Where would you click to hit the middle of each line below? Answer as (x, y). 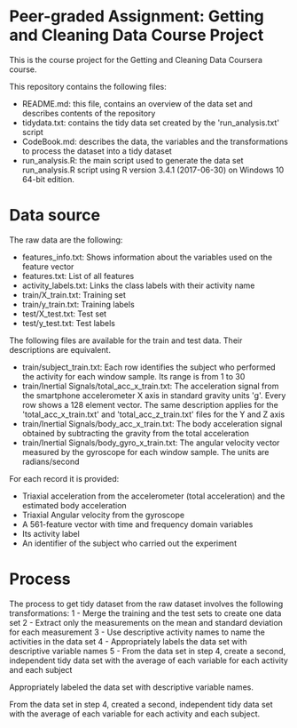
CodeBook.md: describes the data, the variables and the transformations (155, 141)
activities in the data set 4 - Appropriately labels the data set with (129, 641)
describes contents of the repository (89, 113)
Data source (55, 216)
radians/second (51, 461)
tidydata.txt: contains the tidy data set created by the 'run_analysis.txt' (151, 123)
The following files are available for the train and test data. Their (126, 340)
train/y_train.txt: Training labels (78, 304)
